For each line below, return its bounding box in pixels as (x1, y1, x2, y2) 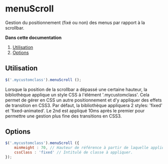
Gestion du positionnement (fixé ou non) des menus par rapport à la (5, 19, 145, 25)
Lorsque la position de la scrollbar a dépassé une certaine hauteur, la (5, 86, 147, 92)
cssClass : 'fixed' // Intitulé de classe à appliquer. (14, 150, 133, 155)
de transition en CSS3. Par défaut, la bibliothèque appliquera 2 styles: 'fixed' (5, 102, 162, 108)
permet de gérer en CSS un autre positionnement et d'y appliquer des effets (5, 97, 162, 103)
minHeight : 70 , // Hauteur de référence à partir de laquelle (14, 145, 149, 150)
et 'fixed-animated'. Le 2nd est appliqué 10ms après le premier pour (5, 107, 145, 113)
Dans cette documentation (5, 34, 62, 40)
